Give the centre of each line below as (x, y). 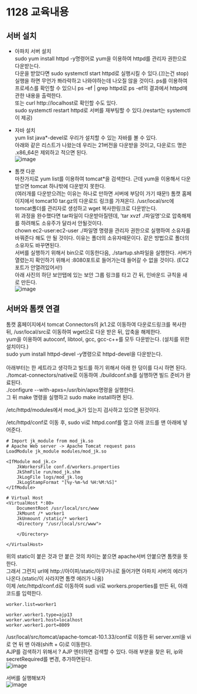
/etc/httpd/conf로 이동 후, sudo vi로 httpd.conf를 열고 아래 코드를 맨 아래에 (94, 422)
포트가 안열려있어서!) (39, 267)
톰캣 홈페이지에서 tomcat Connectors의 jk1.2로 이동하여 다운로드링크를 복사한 (96, 324)
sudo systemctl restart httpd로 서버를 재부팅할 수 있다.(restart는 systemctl (102, 110)
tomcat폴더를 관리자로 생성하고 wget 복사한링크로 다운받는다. (86, 208)
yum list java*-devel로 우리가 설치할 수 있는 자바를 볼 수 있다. (86, 138)
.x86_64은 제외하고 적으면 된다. (51, 152)
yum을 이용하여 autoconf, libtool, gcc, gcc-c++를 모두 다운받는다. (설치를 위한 (98, 339)
